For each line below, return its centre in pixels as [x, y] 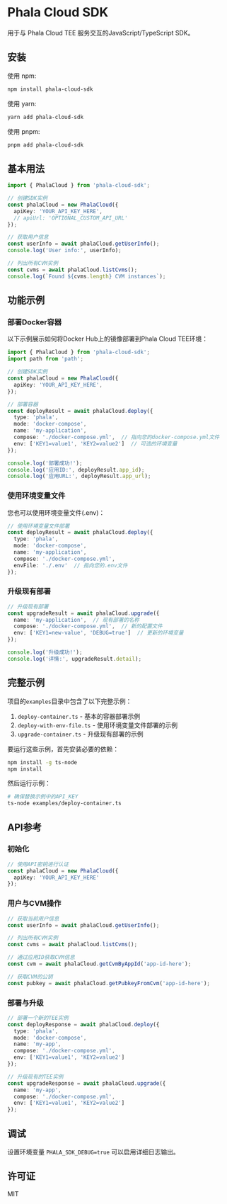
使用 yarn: [22, 103]
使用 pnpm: [24, 131]
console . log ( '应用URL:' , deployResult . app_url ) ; [79, 476]
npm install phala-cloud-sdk [50, 89]
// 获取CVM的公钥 [30, 977]
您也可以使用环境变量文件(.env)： [56, 512]
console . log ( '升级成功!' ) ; [45, 652]
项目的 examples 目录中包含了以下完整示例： [70, 701]
